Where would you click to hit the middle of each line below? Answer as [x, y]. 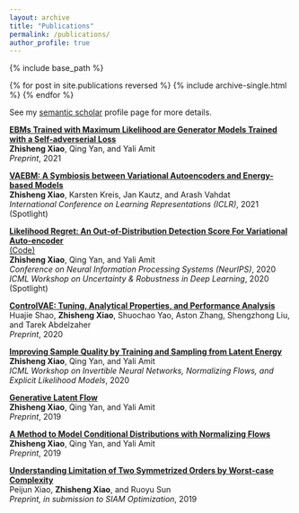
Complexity [31, 480]
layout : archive [40, 17]
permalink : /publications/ [60, 34]
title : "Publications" [52, 26]
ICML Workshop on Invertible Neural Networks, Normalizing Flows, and [141, 371]
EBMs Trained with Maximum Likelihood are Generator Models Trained [144, 130]
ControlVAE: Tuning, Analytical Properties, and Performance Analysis [142, 306]
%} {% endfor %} [42, 95]
